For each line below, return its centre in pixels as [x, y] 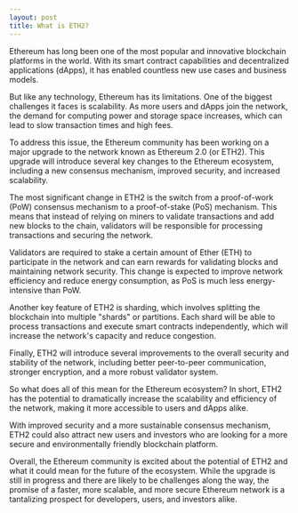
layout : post [33, 17]
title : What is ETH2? [49, 26]
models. [24, 79]
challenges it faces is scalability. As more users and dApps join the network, [149, 106]
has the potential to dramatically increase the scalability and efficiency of [143, 398]
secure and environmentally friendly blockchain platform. [114, 444]
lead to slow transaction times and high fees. [91, 124]
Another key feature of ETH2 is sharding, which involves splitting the [135, 307]
